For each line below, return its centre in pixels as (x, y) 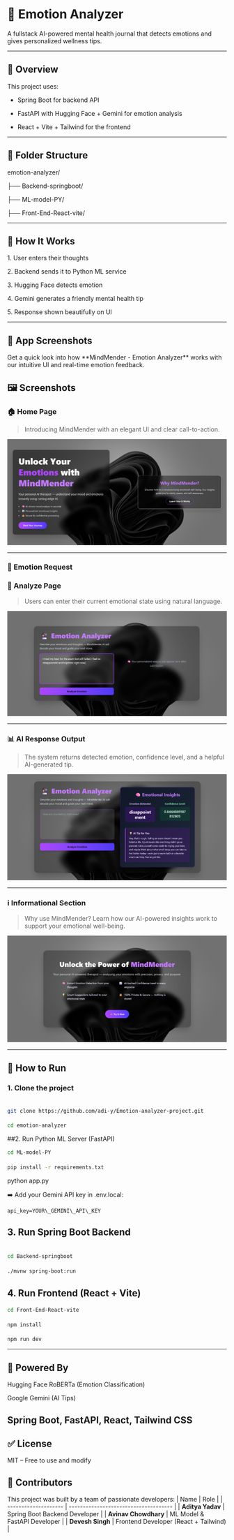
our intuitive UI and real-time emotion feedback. (76, 365)
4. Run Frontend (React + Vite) (74, 1293)
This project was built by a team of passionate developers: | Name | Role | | (115, 1500)
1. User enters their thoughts (48, 258)
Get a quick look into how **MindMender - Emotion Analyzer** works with (115, 357)
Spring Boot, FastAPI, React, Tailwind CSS (100, 1420)
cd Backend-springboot (40, 1257)
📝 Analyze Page (34, 586)
